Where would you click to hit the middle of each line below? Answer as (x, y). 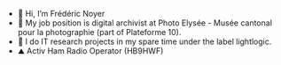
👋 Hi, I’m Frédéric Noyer (61, 14)
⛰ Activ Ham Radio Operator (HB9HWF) (90, 51)
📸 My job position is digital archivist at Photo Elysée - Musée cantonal (145, 23)
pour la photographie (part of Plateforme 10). (99, 32)
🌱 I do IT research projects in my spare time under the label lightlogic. (144, 41)
